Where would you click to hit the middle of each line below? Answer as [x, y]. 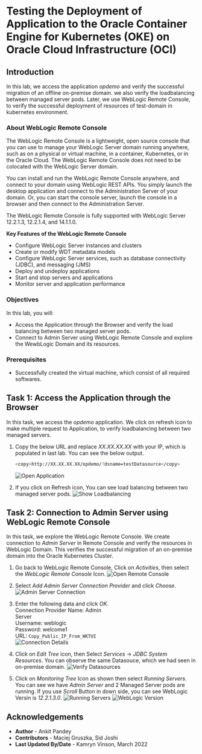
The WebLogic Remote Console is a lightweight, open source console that [98, 141]
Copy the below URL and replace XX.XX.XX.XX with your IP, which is [100, 446]
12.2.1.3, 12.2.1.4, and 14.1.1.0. [42, 222]
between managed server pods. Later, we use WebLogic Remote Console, [98, 99]
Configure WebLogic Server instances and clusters [78, 245]
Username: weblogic [41, 623]
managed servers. [29, 435]
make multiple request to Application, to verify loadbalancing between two [99, 428]
